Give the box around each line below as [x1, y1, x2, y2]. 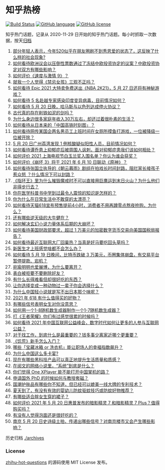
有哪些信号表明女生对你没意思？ [12, 301, 78, 307]
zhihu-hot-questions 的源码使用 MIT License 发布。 [5, 460, 110, 466]
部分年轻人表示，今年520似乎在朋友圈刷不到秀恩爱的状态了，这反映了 [12, 48, 155, 54]
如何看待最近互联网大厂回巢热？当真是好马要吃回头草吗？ [12, 239, 130, 245]
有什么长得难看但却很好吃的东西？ [12, 276, 82, 282]
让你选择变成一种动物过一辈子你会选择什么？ [12, 282, 104, 288]
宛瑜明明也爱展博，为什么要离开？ [12, 264, 82, 270]
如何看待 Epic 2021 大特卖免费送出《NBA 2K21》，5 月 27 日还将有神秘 [12, 85, 155, 91]
